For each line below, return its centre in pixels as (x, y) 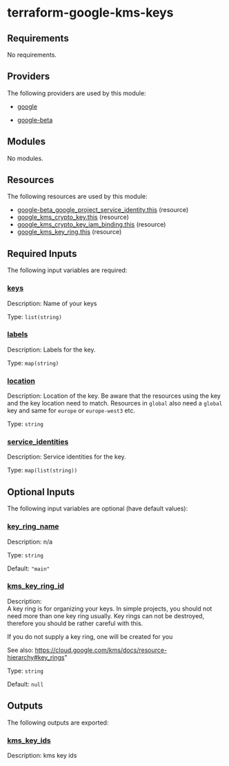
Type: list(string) (34, 316)
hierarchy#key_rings (36, 657)
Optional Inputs (41, 492)
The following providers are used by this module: (77, 93)
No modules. (25, 158)
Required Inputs (42, 253)
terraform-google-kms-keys (90, 13)
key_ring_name (33, 526)
